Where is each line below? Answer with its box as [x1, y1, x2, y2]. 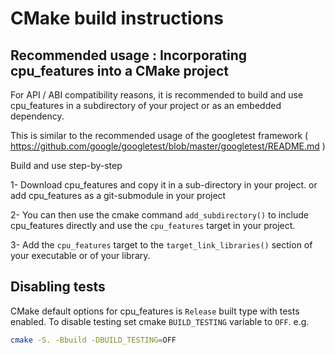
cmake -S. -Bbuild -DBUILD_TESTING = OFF [10, 335, 177, 345]
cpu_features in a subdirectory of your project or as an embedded [10, 100, 282, 111]
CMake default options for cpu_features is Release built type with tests [10, 305, 300, 317]
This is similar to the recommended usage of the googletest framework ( [10, 130, 309, 141]
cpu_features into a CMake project [10, 62, 229, 79]
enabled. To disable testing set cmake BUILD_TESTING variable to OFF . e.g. [10, 315, 310, 327]
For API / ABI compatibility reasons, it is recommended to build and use [10, 89, 304, 101]
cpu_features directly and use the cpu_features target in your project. [10, 220, 296, 231]
